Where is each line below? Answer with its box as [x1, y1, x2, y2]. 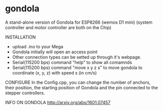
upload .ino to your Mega [12, 43, 64, 49]
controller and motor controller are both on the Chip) [5, 24, 112, 30]
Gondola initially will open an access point [12, 49, 98, 55]
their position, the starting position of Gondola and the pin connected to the [5, 84, 158, 90]
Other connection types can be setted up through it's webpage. [12, 54, 142, 60]
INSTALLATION [5, 34, 36, 40]
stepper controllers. [5, 90, 45, 96]
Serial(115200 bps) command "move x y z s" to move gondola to [12, 65, 143, 71]
